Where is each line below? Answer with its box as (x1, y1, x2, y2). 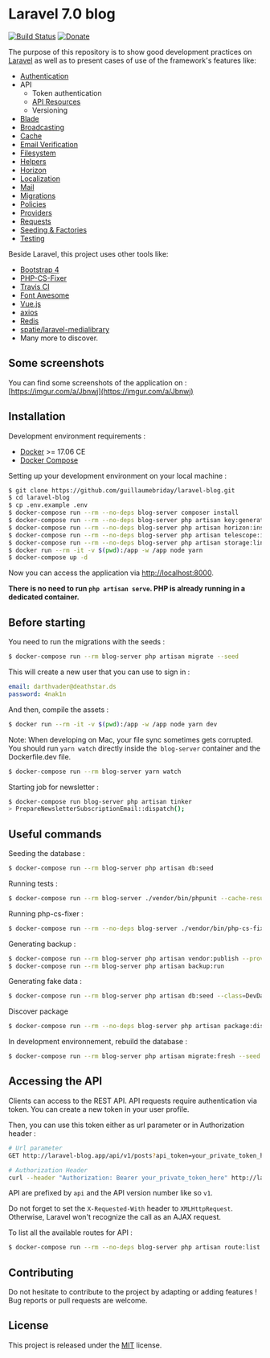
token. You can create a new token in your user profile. (8, 1104, 190, 1114)
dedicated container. (8, 592, 80, 602)
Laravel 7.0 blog (8, 5, 116, 23)
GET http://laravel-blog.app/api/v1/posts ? (8, 1151, 157, 1159)
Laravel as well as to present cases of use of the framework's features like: (8, 56, 257, 65)
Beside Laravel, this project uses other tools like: (8, 249, 169, 258)
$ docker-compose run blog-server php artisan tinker (8, 797, 193, 805)
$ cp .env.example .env (8, 501, 88, 509)
